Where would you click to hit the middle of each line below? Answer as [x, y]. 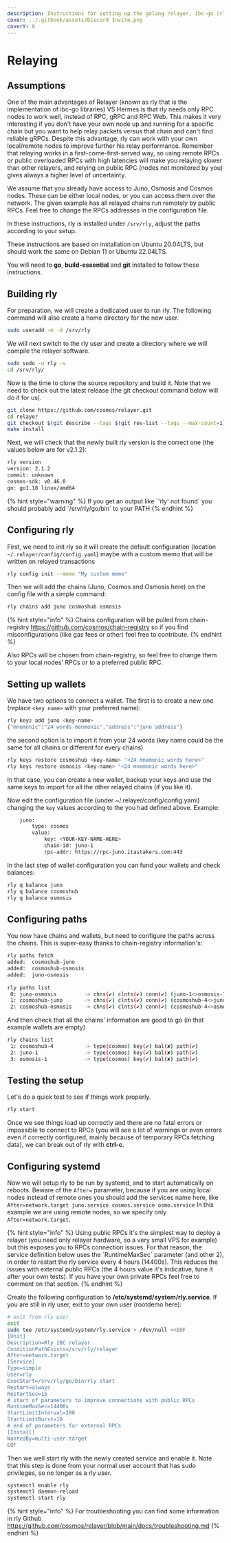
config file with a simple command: [57, 594]
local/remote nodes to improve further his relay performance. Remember [110, 146]
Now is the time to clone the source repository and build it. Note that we [109, 383]
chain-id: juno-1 [69, 846]
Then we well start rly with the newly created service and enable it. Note [110, 1458]
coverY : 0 [21, 26]
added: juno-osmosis [38, 975]
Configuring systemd [54, 1166]
